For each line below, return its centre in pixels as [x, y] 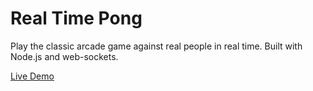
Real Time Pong [76, 18]
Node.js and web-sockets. [64, 56]
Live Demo [32, 76]
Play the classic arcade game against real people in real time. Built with [156, 46]
